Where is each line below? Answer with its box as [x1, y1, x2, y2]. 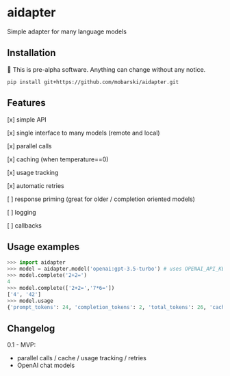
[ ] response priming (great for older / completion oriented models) [7, 195, 195, 203]
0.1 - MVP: [7, 340, 36, 349]
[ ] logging [7, 208, 36, 216]
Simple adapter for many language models [7, 27, 127, 36]
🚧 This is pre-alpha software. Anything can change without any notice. [7, 65, 206, 73]
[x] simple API [7, 115, 47, 124]
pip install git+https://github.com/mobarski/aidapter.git [7, 79, 179, 85]
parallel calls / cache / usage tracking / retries [16, 354, 147, 362]
